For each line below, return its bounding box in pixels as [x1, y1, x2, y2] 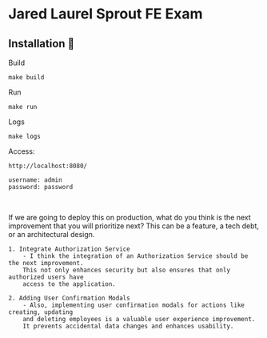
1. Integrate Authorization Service [8, 245, 130, 253]
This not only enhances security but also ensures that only [22, 266, 230, 274]
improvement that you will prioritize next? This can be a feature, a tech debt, [8, 221, 260, 231]
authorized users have [8, 273, 84, 281]
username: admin [8, 176, 62, 184]
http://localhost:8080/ [8, 162, 88, 170]
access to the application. [22, 280, 116, 288]
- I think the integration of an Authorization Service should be [22, 252, 249, 260]
